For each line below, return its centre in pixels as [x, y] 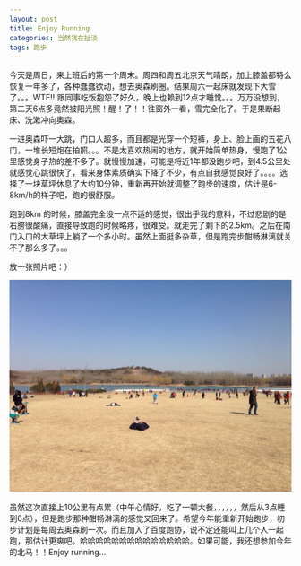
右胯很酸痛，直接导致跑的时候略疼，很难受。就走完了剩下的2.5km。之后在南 [150, 225]
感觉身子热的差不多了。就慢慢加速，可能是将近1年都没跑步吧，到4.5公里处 [154, 161]
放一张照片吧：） [41, 267]
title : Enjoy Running [50, 28]
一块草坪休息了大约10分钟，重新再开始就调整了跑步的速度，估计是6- [151, 184]
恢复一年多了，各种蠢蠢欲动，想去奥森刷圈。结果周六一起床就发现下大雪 [142, 86]
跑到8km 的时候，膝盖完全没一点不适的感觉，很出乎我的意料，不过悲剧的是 [148, 214]
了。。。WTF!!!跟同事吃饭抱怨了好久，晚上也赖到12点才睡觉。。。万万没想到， [147, 98]
